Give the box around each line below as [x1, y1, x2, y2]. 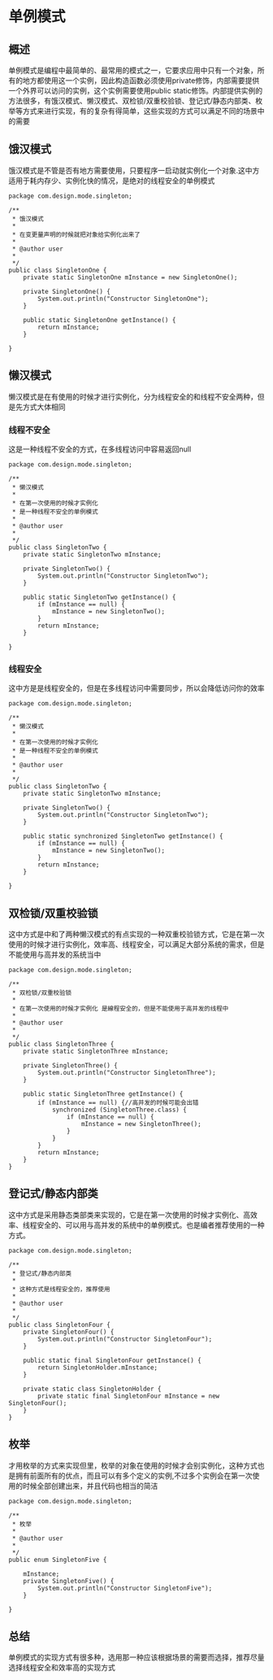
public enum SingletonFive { [8, 1556, 107, 1564]
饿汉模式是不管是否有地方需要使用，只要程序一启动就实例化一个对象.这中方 [8, 165, 260, 175]
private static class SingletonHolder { [23, 1385, 162, 1393]
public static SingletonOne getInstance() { [23, 316, 176, 324]
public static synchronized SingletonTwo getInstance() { [23, 832, 223, 840]
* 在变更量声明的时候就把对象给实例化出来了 [11, 230, 141, 238]
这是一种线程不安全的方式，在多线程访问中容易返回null [8, 444, 192, 454]
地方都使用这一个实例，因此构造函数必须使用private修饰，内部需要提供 [22, 76, 260, 85]
